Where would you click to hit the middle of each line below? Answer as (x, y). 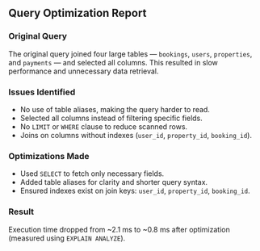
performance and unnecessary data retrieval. (84, 71)
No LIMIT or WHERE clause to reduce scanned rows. (104, 126)
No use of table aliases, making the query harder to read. (115, 109)
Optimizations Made (49, 156)
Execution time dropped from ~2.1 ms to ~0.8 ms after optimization (119, 229)
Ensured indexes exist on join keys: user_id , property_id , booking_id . (135, 191)
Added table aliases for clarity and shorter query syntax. (114, 182)
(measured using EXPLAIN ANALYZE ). (67, 238)
